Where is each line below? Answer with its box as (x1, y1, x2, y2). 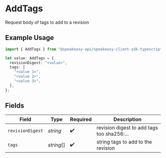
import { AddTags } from (5, 46, 56, 52)
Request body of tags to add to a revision (5, 19, 89, 25)
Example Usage (5, 34, 54, 42)
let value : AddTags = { (5, 55, 54, 61)
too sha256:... (96, 130, 129, 137)
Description (113, 116, 142, 123)
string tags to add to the (96, 139, 152, 146)
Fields (5, 102, 25, 110)
